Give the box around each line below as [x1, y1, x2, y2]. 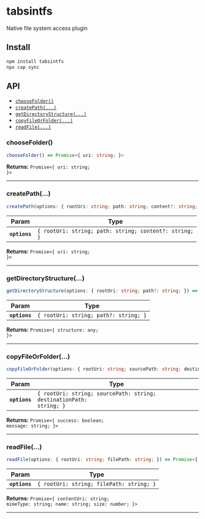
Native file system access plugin [6, 24, 88, 32]
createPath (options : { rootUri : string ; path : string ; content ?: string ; [6, 203, 198, 209]
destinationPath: [37, 396, 88, 403]
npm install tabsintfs [6, 58, 64, 65]
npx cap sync [6, 64, 40, 70]
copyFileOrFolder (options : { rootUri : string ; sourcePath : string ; [6, 366, 182, 372]
